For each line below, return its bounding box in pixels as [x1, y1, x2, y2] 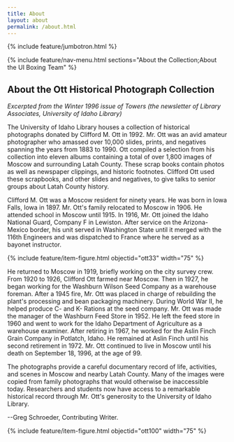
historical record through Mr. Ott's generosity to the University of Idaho [7, 392, 212, 401]
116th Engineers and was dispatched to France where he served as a [7, 233, 205, 242]
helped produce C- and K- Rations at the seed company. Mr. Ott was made [7, 304, 222, 313]
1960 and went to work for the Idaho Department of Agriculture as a [7, 319, 203, 328]
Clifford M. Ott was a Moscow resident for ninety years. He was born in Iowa [7, 196, 227, 205]
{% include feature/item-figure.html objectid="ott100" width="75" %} [7, 427, 207, 435]
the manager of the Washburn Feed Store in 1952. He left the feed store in [7, 312, 220, 321]
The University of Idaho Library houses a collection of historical [7, 123, 190, 131]
